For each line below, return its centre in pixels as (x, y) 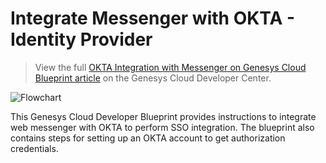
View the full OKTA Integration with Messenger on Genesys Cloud (170, 67)
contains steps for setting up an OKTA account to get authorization (148, 138)
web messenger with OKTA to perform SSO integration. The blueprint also (162, 127)
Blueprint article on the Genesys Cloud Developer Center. (153, 78)
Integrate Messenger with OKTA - (153, 18)
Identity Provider (81, 39)
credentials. (34, 148)
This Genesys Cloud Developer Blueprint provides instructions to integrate (163, 116)
